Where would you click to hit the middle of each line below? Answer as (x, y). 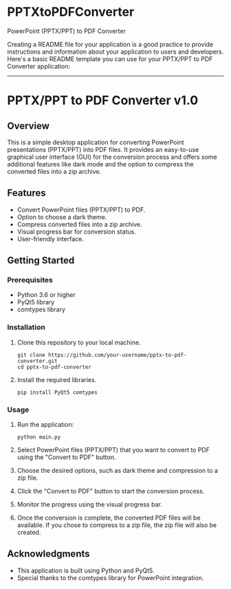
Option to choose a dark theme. (62, 216)
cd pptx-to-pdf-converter (54, 367)
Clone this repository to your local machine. (79, 342)
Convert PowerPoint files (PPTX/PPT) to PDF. (81, 210)
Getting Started (41, 261)
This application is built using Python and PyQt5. (86, 570)
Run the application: (45, 425)
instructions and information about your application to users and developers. (115, 52)
